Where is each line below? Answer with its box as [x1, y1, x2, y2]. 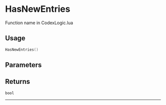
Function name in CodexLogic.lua [5, 20, 73, 26]
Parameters [5, 61, 42, 70]
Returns [5, 77, 31, 86]
